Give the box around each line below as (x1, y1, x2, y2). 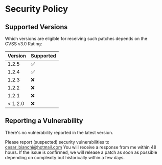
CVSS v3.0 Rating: (5, 41, 43, 47)
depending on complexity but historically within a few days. (5, 154, 125, 160)
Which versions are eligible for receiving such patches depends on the (5, 36, 148, 41)
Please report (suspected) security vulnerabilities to (5, 139, 110, 145)
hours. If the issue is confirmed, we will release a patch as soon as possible (5, 149, 158, 155)
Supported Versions (5, 23, 68, 31)
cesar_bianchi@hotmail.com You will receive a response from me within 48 (5, 144, 157, 150)
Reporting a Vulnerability (5, 117, 83, 125)
